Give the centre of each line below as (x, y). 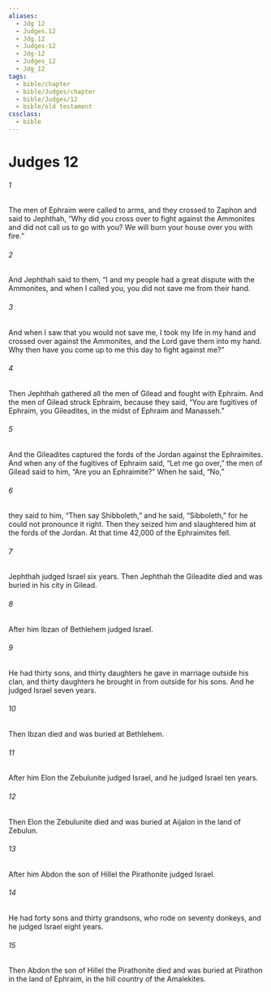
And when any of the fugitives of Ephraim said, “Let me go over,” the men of (135, 463)
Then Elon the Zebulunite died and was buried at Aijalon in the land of (125, 821)
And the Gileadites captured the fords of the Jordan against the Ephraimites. (136, 455)
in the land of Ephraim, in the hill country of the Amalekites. (107, 979)
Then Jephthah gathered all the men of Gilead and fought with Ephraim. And (136, 393)
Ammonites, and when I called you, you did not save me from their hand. (129, 289)
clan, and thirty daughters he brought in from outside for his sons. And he (131, 681)
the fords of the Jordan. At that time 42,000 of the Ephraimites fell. (120, 533)
